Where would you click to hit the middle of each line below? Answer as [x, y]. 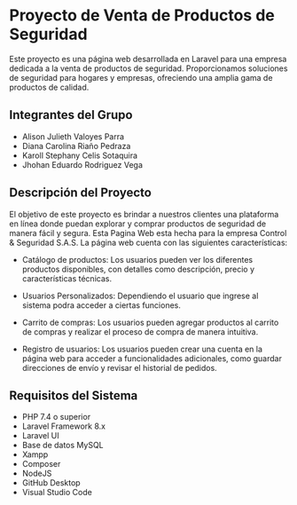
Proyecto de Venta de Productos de [142, 16]
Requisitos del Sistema [74, 395]
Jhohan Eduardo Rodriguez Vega [82, 164]
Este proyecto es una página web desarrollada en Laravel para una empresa [148, 59]
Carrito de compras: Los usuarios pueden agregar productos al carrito [150, 322]
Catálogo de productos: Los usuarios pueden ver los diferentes [137, 259]
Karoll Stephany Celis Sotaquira [80, 155]
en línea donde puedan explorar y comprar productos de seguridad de [138, 224]
